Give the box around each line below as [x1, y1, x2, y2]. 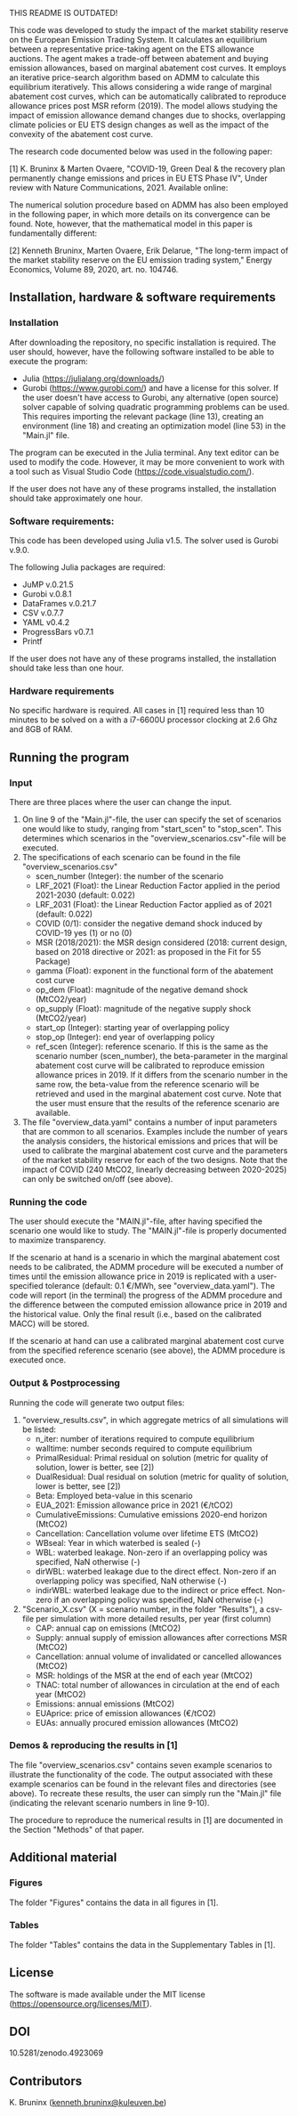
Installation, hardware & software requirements [9, 289, 277, 305]
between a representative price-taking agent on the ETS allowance [9, 44, 255, 54]
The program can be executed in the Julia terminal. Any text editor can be [9, 447, 279, 458]
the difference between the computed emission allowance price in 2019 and [9, 1299, 287, 1310]
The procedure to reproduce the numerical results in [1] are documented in [9, 1814, 283, 1825]
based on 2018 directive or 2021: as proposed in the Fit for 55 [35, 946, 262, 956]
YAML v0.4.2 [21, 616, 69, 627]
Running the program [9, 750, 130, 765]
